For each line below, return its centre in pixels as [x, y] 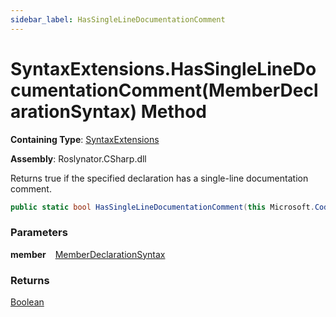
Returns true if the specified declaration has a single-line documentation [159, 178]
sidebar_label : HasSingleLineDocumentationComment [118, 19]
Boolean [27, 302]
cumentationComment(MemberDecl [164, 90]
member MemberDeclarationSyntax [88, 254]
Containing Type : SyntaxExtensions [85, 139]
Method [174, 111]
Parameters [39, 233]
